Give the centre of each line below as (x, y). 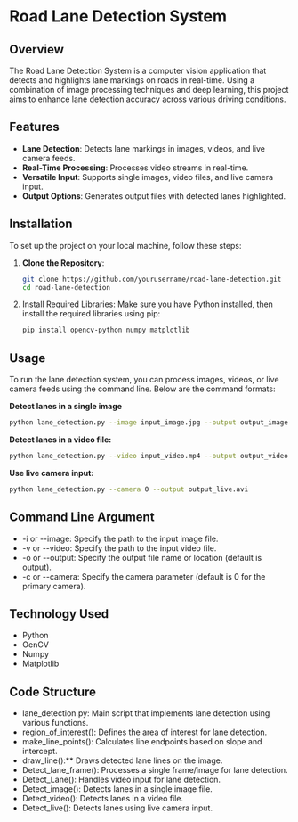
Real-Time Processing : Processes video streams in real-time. (135, 168)
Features (34, 127)
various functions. (55, 723)
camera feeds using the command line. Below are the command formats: (142, 389)
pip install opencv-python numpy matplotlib (106, 330)
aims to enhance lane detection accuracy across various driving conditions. (148, 99)
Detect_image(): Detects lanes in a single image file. (117, 789)
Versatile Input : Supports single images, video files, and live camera (148, 177)
